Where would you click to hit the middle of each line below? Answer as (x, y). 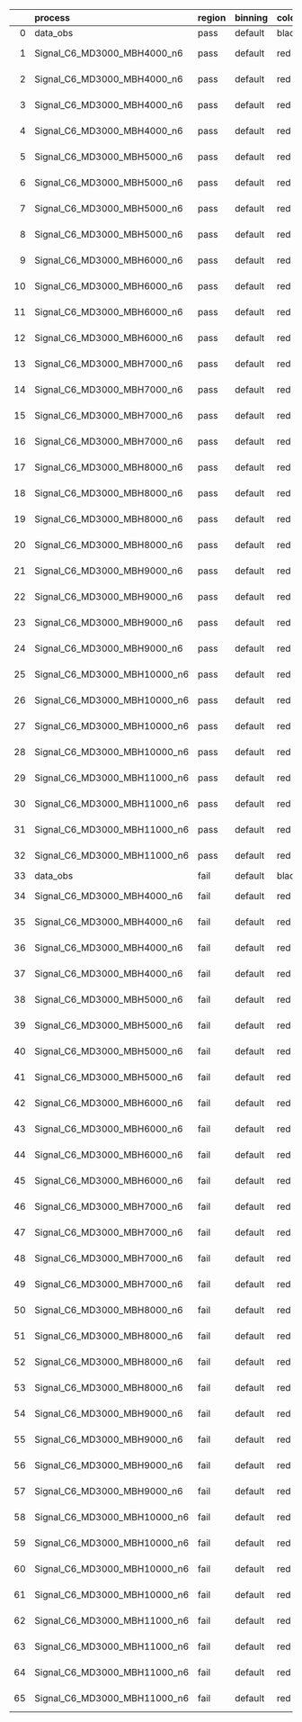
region (212, 18)
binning (251, 18)
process (52, 18)
